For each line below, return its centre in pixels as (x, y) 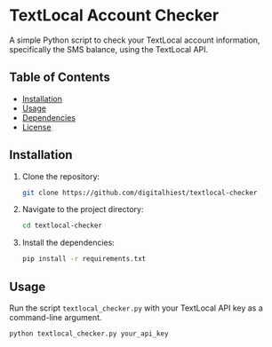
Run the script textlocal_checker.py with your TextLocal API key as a (136, 308)
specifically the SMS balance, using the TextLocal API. (109, 49)
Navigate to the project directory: (83, 209)
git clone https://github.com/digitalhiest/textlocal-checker (140, 193)
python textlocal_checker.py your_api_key (89, 334)
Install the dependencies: (68, 243)
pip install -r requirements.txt (84, 259)
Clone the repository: (61, 176)
